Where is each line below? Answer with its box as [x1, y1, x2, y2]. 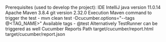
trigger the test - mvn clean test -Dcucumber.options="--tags [5, 15, 135, 21]
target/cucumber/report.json [5, 31, 65, 37]
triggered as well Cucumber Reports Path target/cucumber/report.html [5, 26, 154, 32]
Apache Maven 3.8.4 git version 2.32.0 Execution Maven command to [5, 10, 152, 16]
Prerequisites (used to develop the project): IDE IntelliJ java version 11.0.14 [5, 5, 161, 10]
